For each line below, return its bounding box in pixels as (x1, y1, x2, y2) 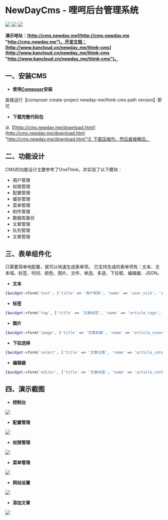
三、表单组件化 (5, 249, 51, 258)
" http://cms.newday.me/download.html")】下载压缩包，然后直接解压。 (5, 136, 150, 142)
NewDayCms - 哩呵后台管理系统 (5, 5, 139, 16)
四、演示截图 (5, 385, 45, 394)
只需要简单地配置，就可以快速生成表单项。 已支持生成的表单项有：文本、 (5, 264, 155, 270)
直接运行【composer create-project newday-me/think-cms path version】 (5, 96, 157, 103)
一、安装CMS (5, 72, 47, 80)
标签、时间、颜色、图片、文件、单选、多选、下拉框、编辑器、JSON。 (18, 270, 162, 276)
